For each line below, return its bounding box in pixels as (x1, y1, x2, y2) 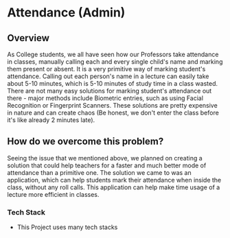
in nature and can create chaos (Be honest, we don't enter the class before (7, 108, 220, 117)
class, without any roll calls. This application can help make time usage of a (7, 183, 220, 191)
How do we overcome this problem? (7, 136, 164, 147)
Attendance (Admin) (7, 5, 126, 21)
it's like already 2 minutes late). (7, 116, 95, 124)
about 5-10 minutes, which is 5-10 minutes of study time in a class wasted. (7, 80, 218, 87)
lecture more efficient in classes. (7, 190, 100, 198)
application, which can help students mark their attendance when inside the (7, 176, 222, 184)
